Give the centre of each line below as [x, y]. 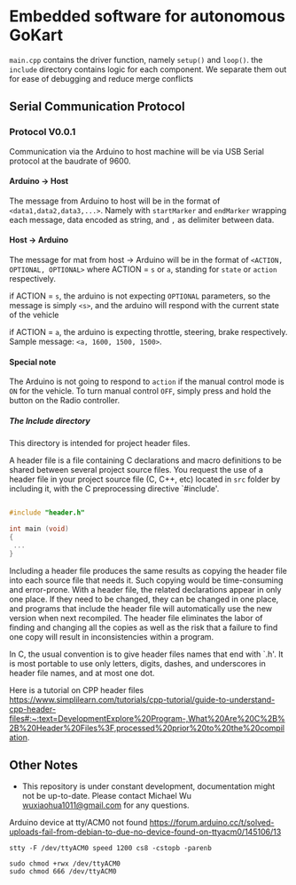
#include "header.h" [47, 513]
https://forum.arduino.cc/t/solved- [212, 823]
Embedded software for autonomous [147, 16]
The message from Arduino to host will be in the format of [115, 201]
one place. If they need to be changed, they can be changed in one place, [144, 599]
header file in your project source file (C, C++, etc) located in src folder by [145, 479]
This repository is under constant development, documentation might [148, 786]
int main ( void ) [39, 529]
